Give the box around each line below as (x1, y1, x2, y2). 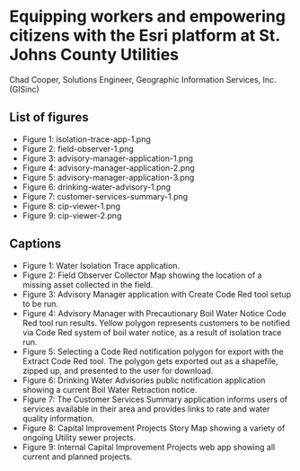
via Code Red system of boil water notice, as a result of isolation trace (22, 326, 282, 338)
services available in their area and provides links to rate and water (22, 403, 270, 414)
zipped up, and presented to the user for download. (22, 365, 214, 376)
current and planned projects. (22, 451, 133, 462)
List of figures (9, 110, 90, 125)
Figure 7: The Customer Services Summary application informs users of (22, 394, 288, 404)
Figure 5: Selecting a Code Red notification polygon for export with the (22, 346, 285, 357)
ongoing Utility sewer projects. (22, 431, 137, 442)
